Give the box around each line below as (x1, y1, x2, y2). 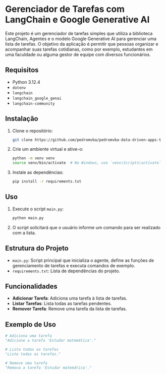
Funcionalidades (5, 282, 58, 291)
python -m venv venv (12, 156, 55, 161)
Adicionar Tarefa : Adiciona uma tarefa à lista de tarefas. (12, 295, 127, 301)
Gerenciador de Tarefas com (5, 3, 125, 15)
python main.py (12, 215, 44, 220)
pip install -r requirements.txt (12, 179, 82, 184)
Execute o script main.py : (12, 206, 64, 212)
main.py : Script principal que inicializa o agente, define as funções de (12, 257, 155, 263)
